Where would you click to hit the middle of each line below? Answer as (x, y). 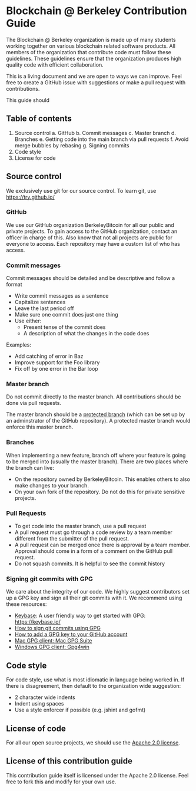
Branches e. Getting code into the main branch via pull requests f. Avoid (102, 139)
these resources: (26, 604)
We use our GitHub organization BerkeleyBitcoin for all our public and (90, 225)
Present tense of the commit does (64, 327)
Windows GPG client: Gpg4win (52, 647)
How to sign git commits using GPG (58, 628)
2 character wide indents (45, 697)
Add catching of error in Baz (49, 356)
